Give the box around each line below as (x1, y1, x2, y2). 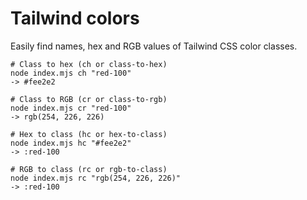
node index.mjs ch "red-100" (10, 68, 132, 78)
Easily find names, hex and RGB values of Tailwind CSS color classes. (10, 40, 298, 52)
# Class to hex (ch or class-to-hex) (10, 59, 168, 69)
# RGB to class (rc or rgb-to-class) (10, 164, 168, 174)
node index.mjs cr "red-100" (10, 103, 132, 113)
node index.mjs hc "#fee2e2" (10, 138, 132, 148)
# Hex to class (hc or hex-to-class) (10, 129, 168, 139)
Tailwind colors (10, 7, 140, 30)
